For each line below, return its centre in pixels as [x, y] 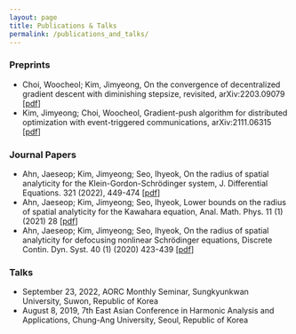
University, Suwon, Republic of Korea [90, 301]
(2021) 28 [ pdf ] [50, 221]
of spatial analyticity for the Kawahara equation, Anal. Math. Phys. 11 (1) [152, 211]
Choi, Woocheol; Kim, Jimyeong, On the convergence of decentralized [151, 84]
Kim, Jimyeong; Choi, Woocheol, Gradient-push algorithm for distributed [155, 113]
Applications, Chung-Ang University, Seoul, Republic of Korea [135, 320]
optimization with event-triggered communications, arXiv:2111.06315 [147, 122]
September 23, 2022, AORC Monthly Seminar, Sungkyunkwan [135, 292]
